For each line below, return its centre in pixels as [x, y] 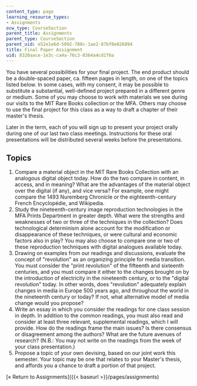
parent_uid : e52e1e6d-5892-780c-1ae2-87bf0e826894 [69, 45]
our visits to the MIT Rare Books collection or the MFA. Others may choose [96, 103]
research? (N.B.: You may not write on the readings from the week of [98, 341]
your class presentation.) [45, 347]
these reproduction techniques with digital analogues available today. [98, 247]
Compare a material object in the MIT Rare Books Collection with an [96, 172]
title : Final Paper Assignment [44, 50]
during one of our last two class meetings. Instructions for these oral [89, 133]
